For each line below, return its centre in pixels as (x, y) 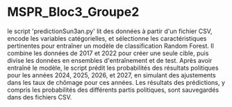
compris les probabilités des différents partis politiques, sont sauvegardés (113, 90)
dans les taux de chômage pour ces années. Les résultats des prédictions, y (116, 82)
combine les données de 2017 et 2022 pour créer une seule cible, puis (108, 53)
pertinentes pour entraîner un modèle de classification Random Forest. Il (110, 46)
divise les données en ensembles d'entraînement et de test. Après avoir (110, 60)
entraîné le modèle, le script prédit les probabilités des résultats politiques (113, 68)
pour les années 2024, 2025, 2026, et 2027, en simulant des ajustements (112, 75)
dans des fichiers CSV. (40, 97)
